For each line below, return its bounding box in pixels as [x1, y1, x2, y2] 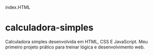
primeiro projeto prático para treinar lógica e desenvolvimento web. [5, 44, 145, 50]
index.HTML [5, 5, 31, 10]
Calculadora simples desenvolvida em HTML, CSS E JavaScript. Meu [5, 38, 148, 44]
